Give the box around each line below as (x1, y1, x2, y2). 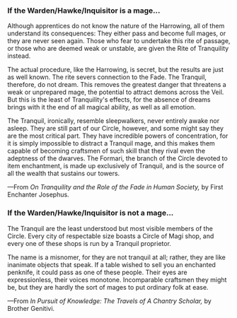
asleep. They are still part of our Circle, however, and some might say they (7, 124, 224, 133)
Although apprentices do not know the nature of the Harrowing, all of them (7, 22, 225, 30)
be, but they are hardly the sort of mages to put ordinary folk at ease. (7, 283, 209, 291)
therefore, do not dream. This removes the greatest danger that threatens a (7, 81, 226, 89)
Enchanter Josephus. (7, 190, 69, 199)
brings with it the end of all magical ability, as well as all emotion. (7, 103, 196, 112)
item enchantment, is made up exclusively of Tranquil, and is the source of (7, 162, 224, 170)
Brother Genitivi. (7, 304, 55, 312)
